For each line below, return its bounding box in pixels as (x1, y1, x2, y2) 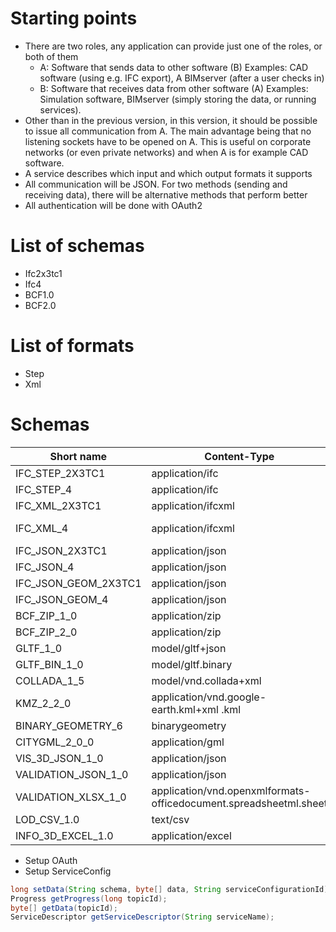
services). (39, 103, 82, 116)
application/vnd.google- (151, 690, 267, 704)
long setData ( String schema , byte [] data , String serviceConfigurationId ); (10, 884, 333, 894)
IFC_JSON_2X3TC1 (15, 543, 108, 557)
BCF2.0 (24, 299, 57, 311)
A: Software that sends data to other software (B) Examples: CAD (39, 61, 309, 73)
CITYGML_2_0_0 (15, 735, 95, 749)
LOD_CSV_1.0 (15, 812, 80, 826)
